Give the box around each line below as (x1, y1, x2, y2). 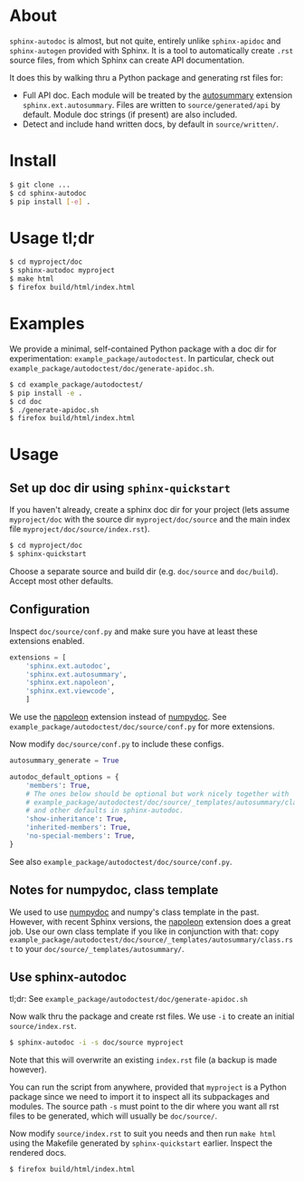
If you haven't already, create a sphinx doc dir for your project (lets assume (9, 505, 290, 515)
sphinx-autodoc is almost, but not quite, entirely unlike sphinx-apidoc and (9, 35, 281, 46)
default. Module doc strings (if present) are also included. (22, 109, 238, 120)
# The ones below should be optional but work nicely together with (25, 789, 290, 798)
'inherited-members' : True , (25, 823, 131, 832)
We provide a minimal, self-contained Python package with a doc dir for (9, 343, 278, 354)
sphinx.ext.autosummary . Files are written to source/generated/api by (22, 99, 280, 110)
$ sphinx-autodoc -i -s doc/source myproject (9, 1038, 184, 1047)
